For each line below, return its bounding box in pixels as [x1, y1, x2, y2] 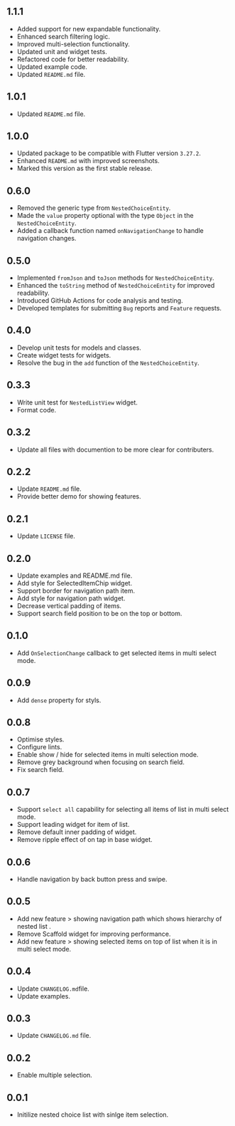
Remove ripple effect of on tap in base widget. [16, 835, 153, 844]
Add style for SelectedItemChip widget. [16, 578, 133, 587]
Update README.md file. [16, 484, 82, 494]
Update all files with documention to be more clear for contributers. [16, 445, 214, 454]
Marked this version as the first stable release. [16, 164, 153, 173]
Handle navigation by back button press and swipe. [16, 875, 168, 883]
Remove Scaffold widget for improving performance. [16, 929, 171, 938]
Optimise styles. [16, 735, 65, 744]
